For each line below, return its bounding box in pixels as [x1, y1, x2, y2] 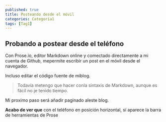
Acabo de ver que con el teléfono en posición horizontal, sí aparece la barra [5, 107, 162, 113]
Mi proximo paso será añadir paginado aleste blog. [5, 97, 109, 103]
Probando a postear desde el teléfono [5, 39, 124, 48]
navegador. [5, 63, 28, 69]
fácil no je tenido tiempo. [17, 88, 68, 94]
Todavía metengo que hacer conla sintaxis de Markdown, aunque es [17, 82, 158, 88]
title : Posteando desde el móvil [5, 12, 75, 17]
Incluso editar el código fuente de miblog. [5, 73, 90, 79]
